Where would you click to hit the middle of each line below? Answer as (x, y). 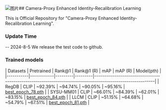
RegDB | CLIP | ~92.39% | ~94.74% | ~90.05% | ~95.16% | (65, 86)
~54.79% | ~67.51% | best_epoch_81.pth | (47, 102)
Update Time (21, 36)
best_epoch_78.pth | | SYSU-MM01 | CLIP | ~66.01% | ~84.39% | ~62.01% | (82, 92)
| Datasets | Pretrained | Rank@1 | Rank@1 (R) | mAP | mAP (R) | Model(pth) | (83, 71)
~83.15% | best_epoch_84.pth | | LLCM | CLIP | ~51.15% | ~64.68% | (74, 97)
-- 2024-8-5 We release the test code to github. (54, 47)
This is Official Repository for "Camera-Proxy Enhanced (62, 18)
